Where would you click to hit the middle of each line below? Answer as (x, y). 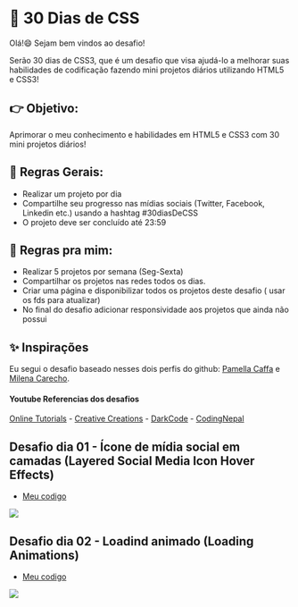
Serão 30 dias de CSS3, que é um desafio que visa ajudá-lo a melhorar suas (149, 60)
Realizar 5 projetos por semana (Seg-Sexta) (103, 272)
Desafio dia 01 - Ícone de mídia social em (125, 447)
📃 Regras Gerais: (57, 172)
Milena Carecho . (39, 378)
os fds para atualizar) (61, 300)
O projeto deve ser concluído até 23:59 (94, 222)
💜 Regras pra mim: (61, 250)
